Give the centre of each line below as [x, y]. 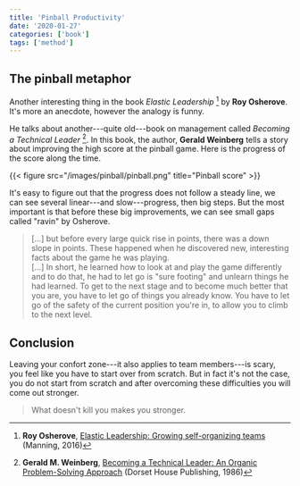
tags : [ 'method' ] [42, 42]
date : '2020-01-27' [46, 26]
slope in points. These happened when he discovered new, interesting [160, 248]
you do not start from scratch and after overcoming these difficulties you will [150, 383]
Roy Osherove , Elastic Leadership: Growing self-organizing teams [144, 436]
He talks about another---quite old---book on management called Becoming [150, 128]
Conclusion [42, 343]
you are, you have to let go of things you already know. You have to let [160, 296]
